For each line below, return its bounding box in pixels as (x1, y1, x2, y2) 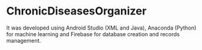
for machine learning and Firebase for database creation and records (6, 30, 180, 37)
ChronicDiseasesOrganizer (6, 4, 147, 18)
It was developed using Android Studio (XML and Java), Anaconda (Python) (6, 24, 197, 31)
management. (6, 37, 41, 44)
